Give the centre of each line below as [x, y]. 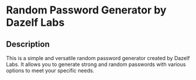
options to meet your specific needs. [50, 70]
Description [28, 44]
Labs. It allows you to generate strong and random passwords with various [96, 64]
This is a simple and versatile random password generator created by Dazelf [98, 58]
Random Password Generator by [86, 10]
